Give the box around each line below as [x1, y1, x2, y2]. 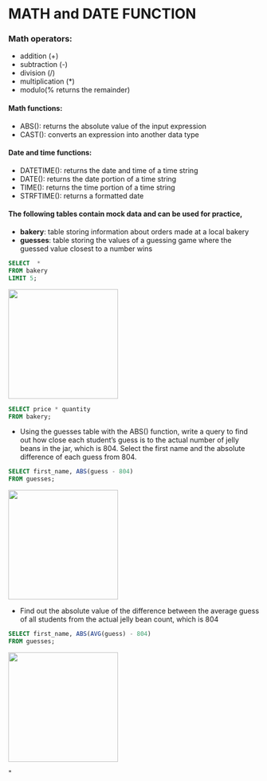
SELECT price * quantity [8, 405, 91, 413]
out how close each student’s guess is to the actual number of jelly [19, 435, 239, 445]
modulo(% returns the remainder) [19, 85, 131, 95]
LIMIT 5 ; [8, 274, 37, 282]
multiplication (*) [19, 77, 76, 86]
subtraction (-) [19, 60, 68, 69]
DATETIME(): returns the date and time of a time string [19, 165, 198, 175]
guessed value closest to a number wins [19, 244, 153, 253]
